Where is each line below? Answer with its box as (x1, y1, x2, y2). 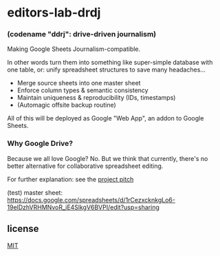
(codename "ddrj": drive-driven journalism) (7, 30, 157, 39)
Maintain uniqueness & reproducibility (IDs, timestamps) (16, 94, 176, 102)
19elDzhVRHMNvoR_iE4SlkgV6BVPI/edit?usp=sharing (7, 203, 160, 211)
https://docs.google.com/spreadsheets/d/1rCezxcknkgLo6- (7, 195, 175, 204)
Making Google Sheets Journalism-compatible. (7, 45, 141, 53)
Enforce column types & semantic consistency (16, 86, 149, 94)
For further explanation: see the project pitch (7, 175, 134, 183)
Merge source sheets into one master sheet (16, 79, 141, 87)
